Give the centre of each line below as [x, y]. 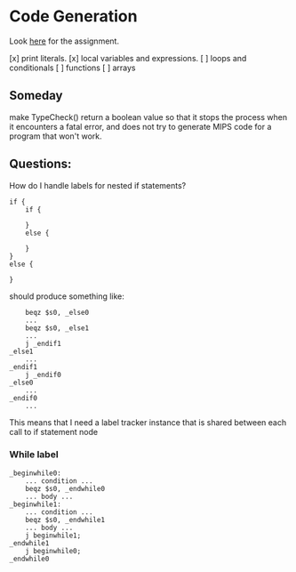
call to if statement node [54, 431]
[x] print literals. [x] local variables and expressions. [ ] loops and [128, 58]
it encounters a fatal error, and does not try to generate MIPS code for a [140, 126]
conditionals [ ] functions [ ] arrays [72, 68]
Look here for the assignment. [64, 41]
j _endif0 [44, 375]
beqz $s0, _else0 [57, 312]
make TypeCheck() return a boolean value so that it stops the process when [148, 117]
